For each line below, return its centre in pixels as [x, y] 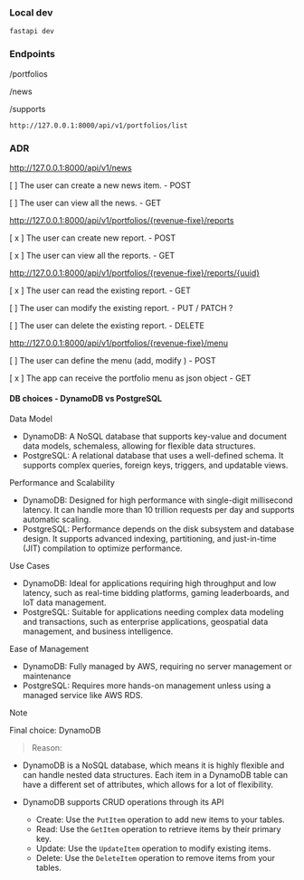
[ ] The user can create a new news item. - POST [100, 185]
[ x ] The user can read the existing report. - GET [100, 290]
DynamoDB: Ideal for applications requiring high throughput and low [149, 583]
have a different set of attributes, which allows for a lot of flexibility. [148, 785]
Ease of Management [49, 649]
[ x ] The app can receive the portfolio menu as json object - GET [130, 378]
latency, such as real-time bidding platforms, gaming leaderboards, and [156, 593]
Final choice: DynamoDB [55, 731]
